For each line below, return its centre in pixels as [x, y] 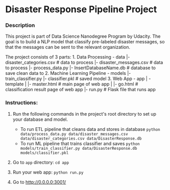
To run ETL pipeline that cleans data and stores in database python [90, 129]
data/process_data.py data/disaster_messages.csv [74, 134]
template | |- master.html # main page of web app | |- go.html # [72, 84]
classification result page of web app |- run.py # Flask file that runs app [80, 90]
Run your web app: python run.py [48, 172]
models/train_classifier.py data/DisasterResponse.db [79, 148]
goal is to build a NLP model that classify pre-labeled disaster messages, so [85, 42]
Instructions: [22, 103]
